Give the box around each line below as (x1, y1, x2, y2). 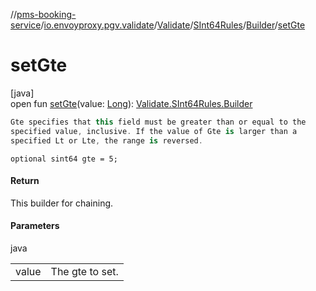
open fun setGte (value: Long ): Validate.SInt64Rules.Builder (10, 97, 253, 109)
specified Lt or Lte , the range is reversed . (10, 135, 203, 146)
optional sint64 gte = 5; (10, 154, 118, 164)
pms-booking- (16, 9, 77, 20)
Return (10, 175, 40, 187)
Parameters (10, 220, 60, 232)
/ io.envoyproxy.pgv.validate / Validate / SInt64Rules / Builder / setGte (40, 19, 306, 31)
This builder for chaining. (10, 197, 114, 209)
